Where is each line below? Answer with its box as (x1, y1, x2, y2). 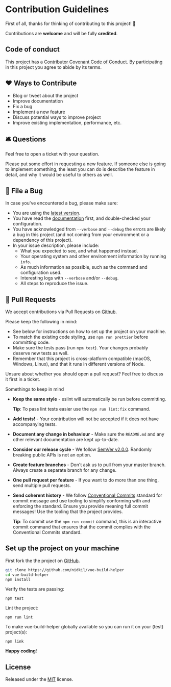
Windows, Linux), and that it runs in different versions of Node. (12, 361, 145, 367)
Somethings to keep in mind (5, 386, 64, 392)
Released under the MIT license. (5, 676, 74, 682)
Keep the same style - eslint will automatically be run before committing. (12, 396, 166, 402)
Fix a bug (12, 103, 33, 109)
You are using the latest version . (12, 210, 81, 216)
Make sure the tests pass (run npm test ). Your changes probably (12, 345, 149, 350)
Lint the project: (5, 605, 39, 611)
